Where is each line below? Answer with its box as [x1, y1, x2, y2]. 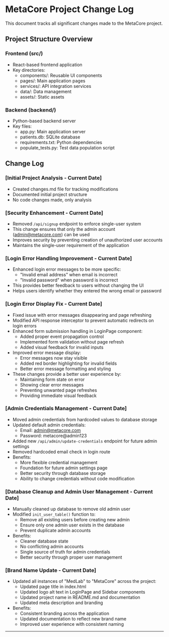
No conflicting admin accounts [20, 544, 84, 550]
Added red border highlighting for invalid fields [20, 360, 117, 366]
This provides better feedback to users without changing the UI [12, 282, 144, 288]
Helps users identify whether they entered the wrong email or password [12, 288, 162, 294]
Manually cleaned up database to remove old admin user [12, 506, 131, 512]
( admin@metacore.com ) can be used [12, 231, 90, 237]
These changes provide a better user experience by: [12, 371, 122, 377]
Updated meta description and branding [20, 600, 103, 606]
